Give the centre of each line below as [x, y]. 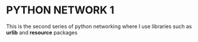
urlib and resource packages [42, 32]
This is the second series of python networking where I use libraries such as [99, 26]
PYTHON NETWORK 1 [60, 10]
